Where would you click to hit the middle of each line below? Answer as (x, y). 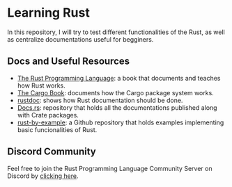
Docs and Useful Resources (69, 62)
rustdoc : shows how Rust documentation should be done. (100, 100)
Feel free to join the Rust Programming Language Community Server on (110, 168)
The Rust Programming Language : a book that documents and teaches (119, 78)
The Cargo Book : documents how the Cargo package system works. (115, 92)
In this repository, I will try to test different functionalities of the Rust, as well (116, 32)
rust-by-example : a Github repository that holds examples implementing (121, 122)
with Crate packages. (48, 115)
